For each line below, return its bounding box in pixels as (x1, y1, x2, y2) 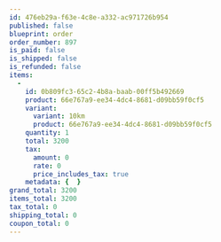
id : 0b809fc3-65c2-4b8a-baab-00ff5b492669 (25, 87, 185, 96)
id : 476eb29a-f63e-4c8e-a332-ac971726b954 (9, 12, 169, 22)
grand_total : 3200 (9, 186, 77, 195)
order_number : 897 (9, 37, 77, 47)
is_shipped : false (9, 54, 77, 63)
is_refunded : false (9, 63, 82, 72)
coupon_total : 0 (9, 219, 69, 228)
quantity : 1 (25, 129, 69, 137)
